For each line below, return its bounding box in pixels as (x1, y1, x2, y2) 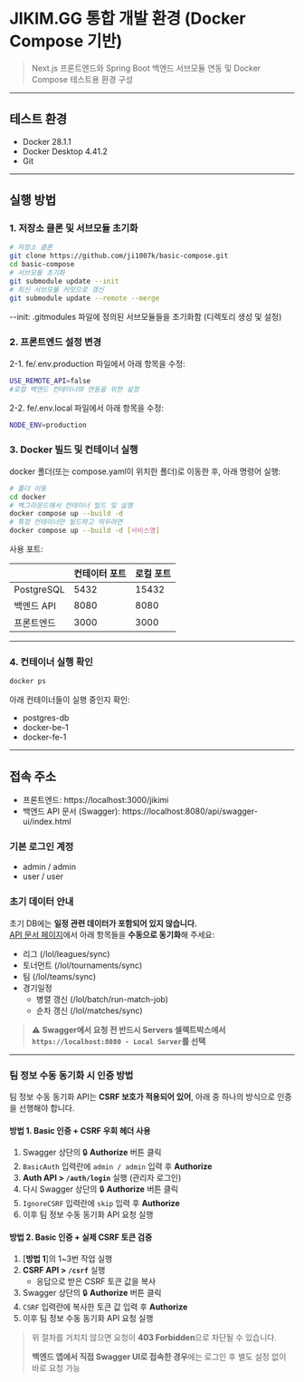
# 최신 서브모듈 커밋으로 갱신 (9, 285, 105, 295)
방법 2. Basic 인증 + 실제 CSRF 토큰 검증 (9, 1232, 153, 1242)
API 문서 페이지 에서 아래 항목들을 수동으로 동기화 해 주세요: (9, 929, 215, 940)
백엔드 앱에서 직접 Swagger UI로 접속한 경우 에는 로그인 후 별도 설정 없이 (31, 1351, 287, 1362)
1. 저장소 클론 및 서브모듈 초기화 (9, 222, 138, 235)
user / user (22, 871, 63, 882)
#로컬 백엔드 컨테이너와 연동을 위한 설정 (9, 384, 139, 394)
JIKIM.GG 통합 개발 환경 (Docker (9, 8, 246, 29)
